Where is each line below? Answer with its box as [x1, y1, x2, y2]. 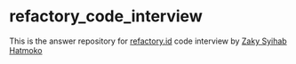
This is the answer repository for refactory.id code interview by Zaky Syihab [9, 36, 287, 46]
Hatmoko [9, 44, 43, 55]
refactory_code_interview [9, 6, 203, 27]
